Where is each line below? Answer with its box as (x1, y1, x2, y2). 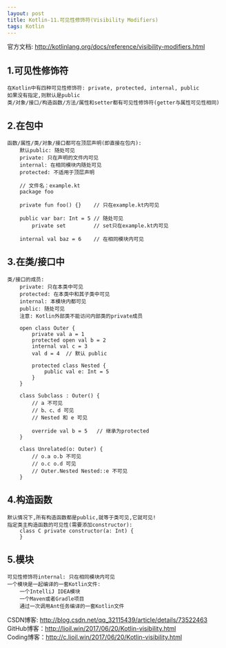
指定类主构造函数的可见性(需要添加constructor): (7, 521, 133, 528)
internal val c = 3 (32, 342, 88, 350)
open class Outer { (19, 324, 76, 331)
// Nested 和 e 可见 (32, 414, 88, 421)
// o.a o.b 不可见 (32, 452, 81, 460)
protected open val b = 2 (32, 337, 107, 344)
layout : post (7, 10, 45, 17)
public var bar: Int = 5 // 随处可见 (19, 215, 124, 222)
